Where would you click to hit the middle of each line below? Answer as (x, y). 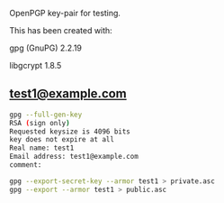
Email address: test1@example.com (74, 157)
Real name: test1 (42, 148)
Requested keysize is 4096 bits (70, 131)
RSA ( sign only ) (40, 123)
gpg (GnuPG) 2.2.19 (46, 48)
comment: (26, 165)
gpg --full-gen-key (46, 115)
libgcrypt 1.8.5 (36, 65)
